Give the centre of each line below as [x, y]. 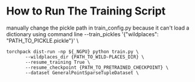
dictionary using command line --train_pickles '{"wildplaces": [82, 34]
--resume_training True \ [58, 62]
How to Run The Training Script [86, 11]
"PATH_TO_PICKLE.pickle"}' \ [42, 40]
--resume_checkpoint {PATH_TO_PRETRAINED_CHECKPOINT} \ [97, 68]
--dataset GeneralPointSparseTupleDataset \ [82, 73]
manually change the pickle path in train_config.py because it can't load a [98, 28]
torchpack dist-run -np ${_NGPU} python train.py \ [72, 52]
